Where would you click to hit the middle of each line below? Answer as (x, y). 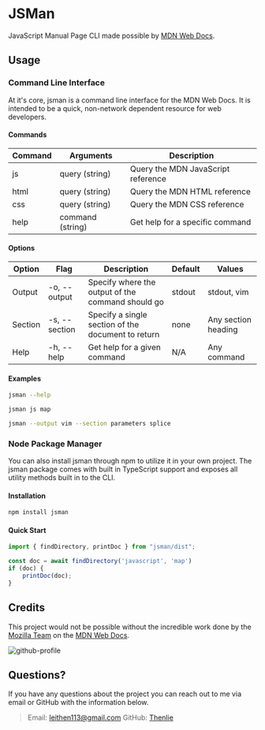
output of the (112, 292)
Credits (27, 608)
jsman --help (30, 395)
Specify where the (122, 282)
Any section (230, 320)
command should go (126, 302)
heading (223, 330)
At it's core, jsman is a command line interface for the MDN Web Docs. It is (129, 100)
